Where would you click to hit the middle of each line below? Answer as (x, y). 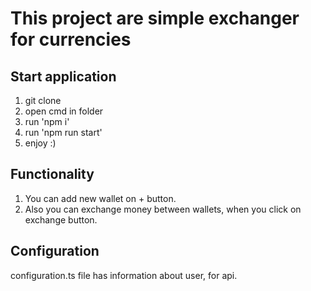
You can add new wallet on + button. (100, 198)
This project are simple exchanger (155, 18)
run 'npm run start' (63, 132)
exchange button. (61, 219)
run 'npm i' (47, 121)
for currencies (71, 39)
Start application (63, 76)
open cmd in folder (64, 111)
